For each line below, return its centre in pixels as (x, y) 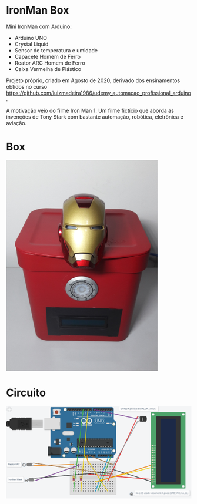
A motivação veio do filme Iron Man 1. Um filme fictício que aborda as (90, 110)
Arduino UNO (31, 38)
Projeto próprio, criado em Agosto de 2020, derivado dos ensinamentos (93, 80)
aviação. (16, 123)
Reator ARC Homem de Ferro (50, 63)
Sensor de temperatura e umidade (56, 50)
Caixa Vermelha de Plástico (48, 69)
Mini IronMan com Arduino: (39, 26)
